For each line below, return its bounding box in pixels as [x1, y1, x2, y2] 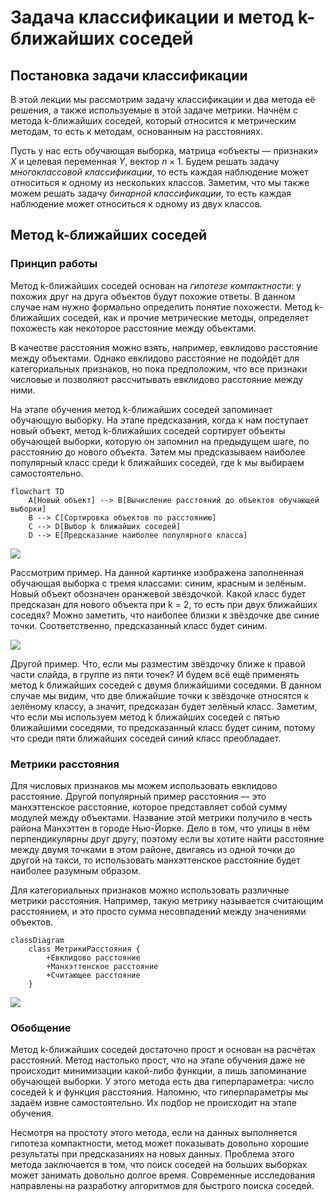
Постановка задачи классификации [10, 67, 248, 84]
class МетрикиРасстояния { [28, 944, 141, 954]
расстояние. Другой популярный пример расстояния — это [10, 790, 267, 802]
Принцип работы [10, 257, 98, 271]
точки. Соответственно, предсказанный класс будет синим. [10, 619, 268, 631]
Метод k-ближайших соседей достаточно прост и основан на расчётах [10, 1044, 317, 1056]
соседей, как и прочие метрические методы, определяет [62, 311, 310, 323]
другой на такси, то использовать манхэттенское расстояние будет [10, 854, 301, 866]
